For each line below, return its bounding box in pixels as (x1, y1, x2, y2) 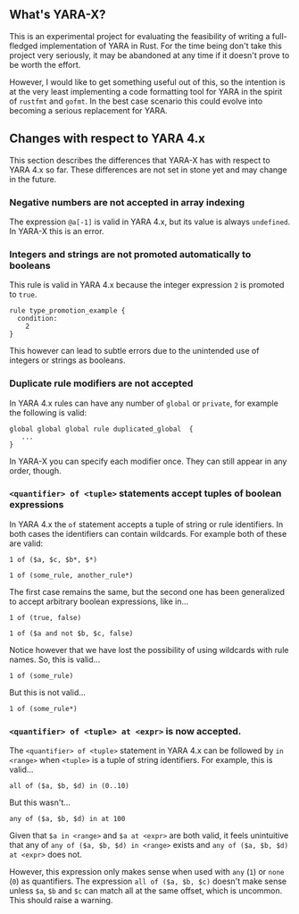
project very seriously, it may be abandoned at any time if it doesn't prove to (9, 49, 290, 61)
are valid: (9, 538, 44, 549)
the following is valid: (9, 407, 87, 418)
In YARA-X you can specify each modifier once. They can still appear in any (9, 456, 287, 466)
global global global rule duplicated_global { (9, 424, 194, 433)
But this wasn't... (9, 797, 71, 808)
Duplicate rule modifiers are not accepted (9, 377, 194, 390)
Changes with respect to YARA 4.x (9, 131, 205, 147)
